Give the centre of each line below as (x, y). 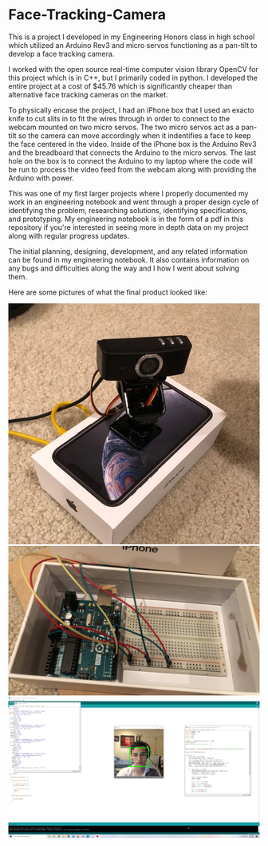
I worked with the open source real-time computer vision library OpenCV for (134, 69)
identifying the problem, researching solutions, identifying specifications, (128, 210)
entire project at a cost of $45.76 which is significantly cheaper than (120, 86)
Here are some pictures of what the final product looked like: (108, 292)
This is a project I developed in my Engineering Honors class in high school (132, 37)
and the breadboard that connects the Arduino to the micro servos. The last (132, 152)
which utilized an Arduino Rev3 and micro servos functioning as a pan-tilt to (133, 45)
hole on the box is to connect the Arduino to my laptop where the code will (131, 160)
